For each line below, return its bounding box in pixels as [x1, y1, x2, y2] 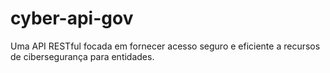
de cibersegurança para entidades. [10, 50, 155, 62]
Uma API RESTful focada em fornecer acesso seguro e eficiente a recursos [10, 40, 321, 52]
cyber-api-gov [10, 7, 134, 30]
